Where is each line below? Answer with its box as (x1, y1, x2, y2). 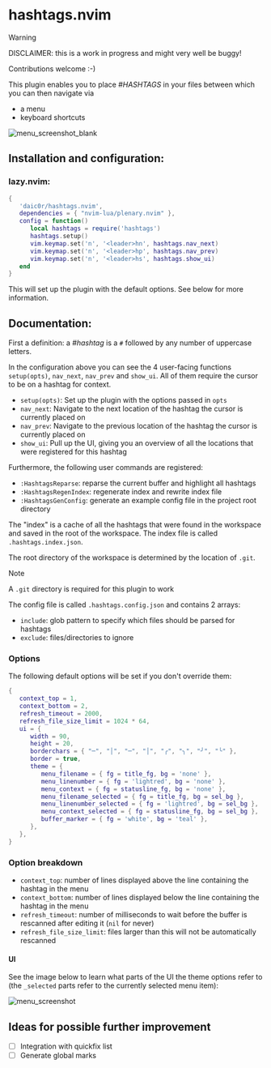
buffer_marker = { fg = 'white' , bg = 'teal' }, (40, 815, 208, 823)
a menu (19, 104, 46, 113)
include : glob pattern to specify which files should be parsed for (19, 616, 235, 626)
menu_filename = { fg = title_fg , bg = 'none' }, (40, 770, 212, 778)
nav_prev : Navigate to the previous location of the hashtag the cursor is (19, 421, 257, 431)
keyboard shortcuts (19, 112, 86, 122)
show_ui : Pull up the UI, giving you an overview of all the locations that (19, 438, 254, 448)
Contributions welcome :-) (8, 63, 96, 74)
